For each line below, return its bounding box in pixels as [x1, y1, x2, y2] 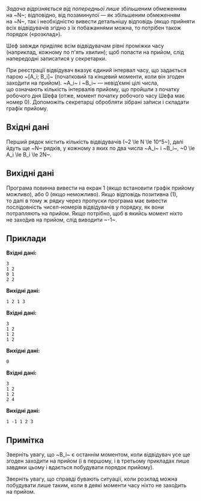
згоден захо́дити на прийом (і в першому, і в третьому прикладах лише [6, 457, 190, 464]
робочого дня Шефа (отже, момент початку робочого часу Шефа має [6, 92, 185, 99]
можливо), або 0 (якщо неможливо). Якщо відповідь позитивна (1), [6, 190, 178, 197]
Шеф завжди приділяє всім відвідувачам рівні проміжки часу [6, 42, 164, 49]
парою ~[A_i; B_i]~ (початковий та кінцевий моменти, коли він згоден [6, 73, 185, 80]
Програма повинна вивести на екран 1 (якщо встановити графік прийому [6, 184, 195, 191]
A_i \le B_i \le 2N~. [6, 151, 52, 158]
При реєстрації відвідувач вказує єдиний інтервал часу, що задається [6, 67, 187, 74]
